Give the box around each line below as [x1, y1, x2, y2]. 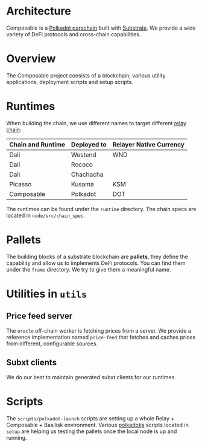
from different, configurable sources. [6, 340, 98, 347]
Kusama [71, 180, 95, 188]
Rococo [71, 160, 93, 169]
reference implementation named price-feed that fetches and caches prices [6, 333, 196, 341]
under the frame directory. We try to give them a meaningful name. [6, 266, 171, 273]
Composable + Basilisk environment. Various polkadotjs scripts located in [6, 421, 189, 428]
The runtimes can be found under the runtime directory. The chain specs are [6, 205, 197, 212]
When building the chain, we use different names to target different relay [6, 119, 187, 126]
